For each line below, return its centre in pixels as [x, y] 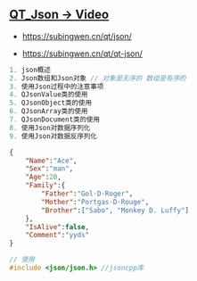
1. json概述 [30, 70]
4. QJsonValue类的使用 [49, 95]
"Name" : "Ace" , [51, 161]
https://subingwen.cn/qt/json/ [77, 36]
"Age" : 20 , [44, 178]
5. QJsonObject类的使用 [50, 103]
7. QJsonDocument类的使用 [55, 120]
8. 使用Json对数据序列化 [50, 128]
